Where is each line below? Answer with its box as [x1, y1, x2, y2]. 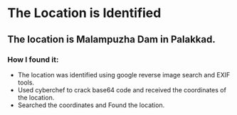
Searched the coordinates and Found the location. [17, 101, 165, 109]
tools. [17, 78, 34, 87]
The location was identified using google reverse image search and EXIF [17, 70, 231, 79]
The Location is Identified [7, 5, 162, 21]
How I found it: [7, 55, 59, 65]
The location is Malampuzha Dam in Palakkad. [7, 33, 216, 45]
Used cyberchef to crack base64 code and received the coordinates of [17, 85, 226, 94]
